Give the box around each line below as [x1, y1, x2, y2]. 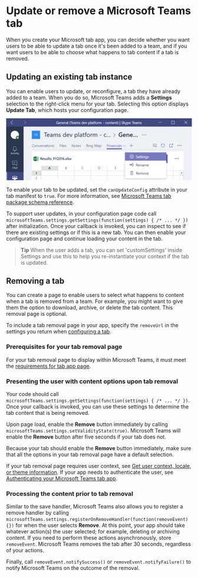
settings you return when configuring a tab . [6, 328, 111, 335]
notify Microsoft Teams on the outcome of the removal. [6, 565, 140, 572]
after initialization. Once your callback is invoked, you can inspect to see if [6, 222, 186, 229]
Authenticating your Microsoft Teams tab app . [6, 474, 118, 482]
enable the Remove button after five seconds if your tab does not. [6, 433, 167, 440]
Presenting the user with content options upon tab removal [6, 377, 179, 385]
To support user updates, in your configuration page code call [6, 210, 157, 217]
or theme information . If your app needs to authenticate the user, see [6, 469, 174, 476]
